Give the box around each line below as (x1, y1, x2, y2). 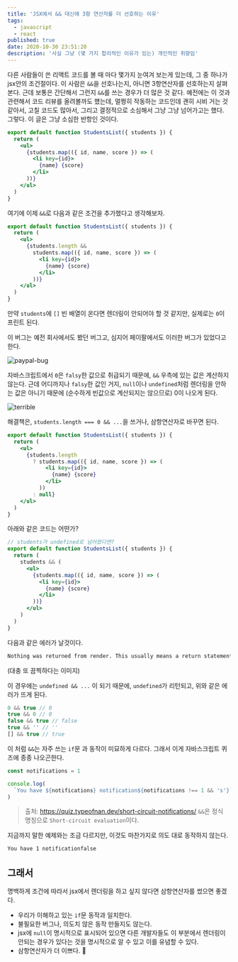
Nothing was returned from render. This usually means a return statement (7, 652, 233, 660)
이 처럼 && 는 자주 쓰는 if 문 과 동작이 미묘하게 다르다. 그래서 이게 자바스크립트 (7, 744, 220, 753)
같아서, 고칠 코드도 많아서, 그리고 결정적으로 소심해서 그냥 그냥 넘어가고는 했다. (7, 106, 225, 114)
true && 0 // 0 (7, 711, 52, 718)
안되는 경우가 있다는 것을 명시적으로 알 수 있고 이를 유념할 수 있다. (17, 938, 199, 946)
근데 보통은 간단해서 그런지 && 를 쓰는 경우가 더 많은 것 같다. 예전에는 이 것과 (22, 88, 230, 97)
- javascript (13, 23, 52, 31)
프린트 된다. (7, 318, 40, 327)
